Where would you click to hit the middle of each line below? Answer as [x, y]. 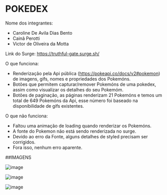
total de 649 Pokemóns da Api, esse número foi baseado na [75, 101]
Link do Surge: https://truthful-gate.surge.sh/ [53, 54]
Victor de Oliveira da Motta [41, 43]
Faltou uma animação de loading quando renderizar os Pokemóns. [82, 126]
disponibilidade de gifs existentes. [48, 106]
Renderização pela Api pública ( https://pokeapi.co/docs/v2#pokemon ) [86, 73]
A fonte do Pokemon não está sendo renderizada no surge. [74, 131]
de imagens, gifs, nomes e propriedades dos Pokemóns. [72, 79]
